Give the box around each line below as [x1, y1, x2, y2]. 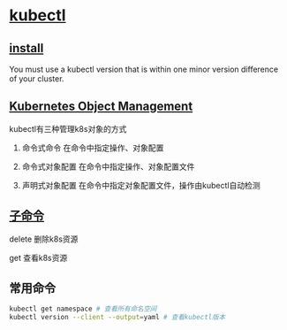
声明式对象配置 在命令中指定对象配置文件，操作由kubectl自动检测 [21, 180, 261, 190]
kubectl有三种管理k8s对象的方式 [9, 123, 127, 134]
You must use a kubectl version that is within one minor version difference [9, 64, 279, 74]
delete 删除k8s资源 [9, 234, 79, 244]
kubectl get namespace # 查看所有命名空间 [9, 304, 157, 314]
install [9, 41, 44, 56]
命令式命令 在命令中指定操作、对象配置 [21, 142, 164, 153]
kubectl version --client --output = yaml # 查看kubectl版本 [9, 313, 226, 322]
